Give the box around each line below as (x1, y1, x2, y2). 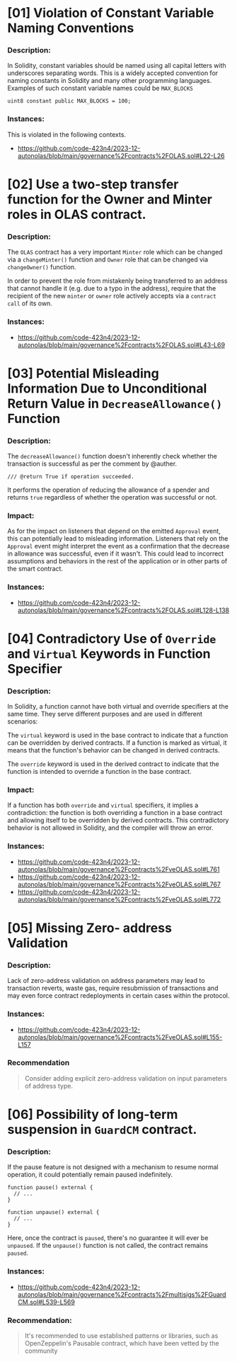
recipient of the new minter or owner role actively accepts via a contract (7, 292, 217, 300)
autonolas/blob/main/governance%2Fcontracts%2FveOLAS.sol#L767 (17, 880, 221, 889)
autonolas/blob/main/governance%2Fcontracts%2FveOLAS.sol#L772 (17, 895, 221, 904)
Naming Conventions (7, 20, 134, 36)
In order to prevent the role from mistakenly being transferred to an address (7, 276, 228, 285)
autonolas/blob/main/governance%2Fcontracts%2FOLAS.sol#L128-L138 (17, 606, 230, 614)
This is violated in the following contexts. (7, 130, 126, 139)
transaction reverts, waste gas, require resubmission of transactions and (7, 984, 219, 993)
